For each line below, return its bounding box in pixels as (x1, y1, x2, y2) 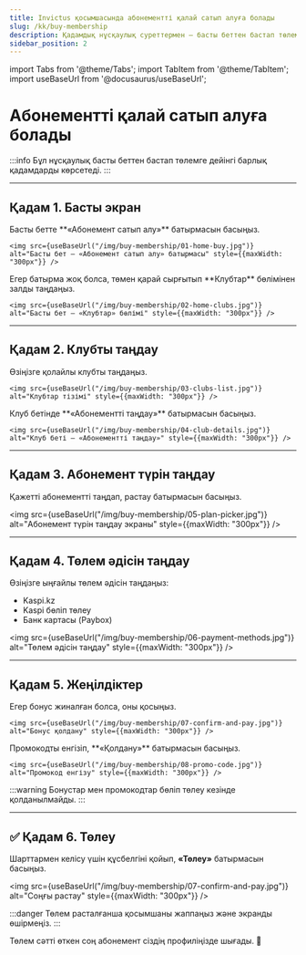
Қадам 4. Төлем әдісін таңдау (9, 554, 190, 569)
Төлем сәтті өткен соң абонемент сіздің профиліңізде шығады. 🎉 (9, 936, 262, 947)
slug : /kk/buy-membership (9, 22, 107, 31)
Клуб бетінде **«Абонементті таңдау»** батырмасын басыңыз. (9, 408, 257, 419)
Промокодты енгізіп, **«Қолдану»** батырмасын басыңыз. (9, 742, 241, 753)
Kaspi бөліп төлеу (22, 605, 92, 616)
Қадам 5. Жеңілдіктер (9, 677, 144, 692)
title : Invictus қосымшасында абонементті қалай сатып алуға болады (9, 13, 275, 23)
